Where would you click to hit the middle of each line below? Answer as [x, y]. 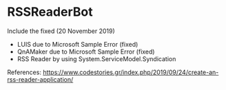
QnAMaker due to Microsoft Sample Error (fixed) [86, 52]
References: [24, 72]
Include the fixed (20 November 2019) [61, 31]
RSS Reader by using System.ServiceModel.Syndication [96, 58]
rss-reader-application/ [40, 79]
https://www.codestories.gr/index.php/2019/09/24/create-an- [131, 72]
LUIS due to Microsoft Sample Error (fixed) [78, 44]
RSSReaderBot [50, 12]
